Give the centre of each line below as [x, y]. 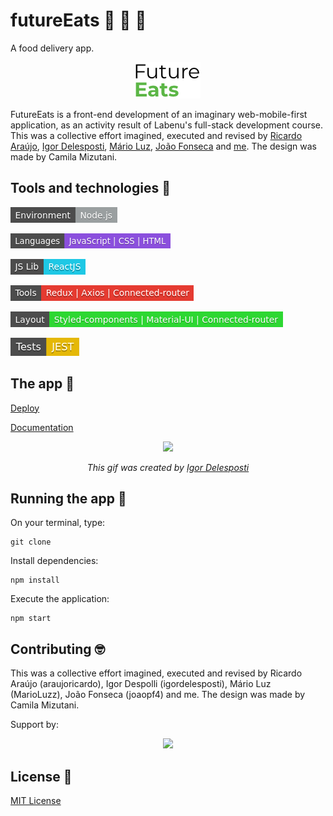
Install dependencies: [54, 561]
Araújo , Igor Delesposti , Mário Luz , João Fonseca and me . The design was [163, 146]
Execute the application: [60, 599]
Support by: [35, 725]
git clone [31, 542]
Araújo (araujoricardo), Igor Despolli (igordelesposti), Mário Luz [141, 684]
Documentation [42, 427]
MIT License [36, 800]
